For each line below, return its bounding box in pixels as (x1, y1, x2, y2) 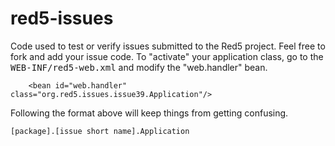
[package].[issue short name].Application (10, 126, 190, 136)
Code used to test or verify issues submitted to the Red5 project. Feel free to (10, 40, 326, 52)
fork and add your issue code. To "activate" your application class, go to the (10, 50, 324, 62)
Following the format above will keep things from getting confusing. (10, 107, 289, 119)
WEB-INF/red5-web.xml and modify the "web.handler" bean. (10, 61, 268, 73)
